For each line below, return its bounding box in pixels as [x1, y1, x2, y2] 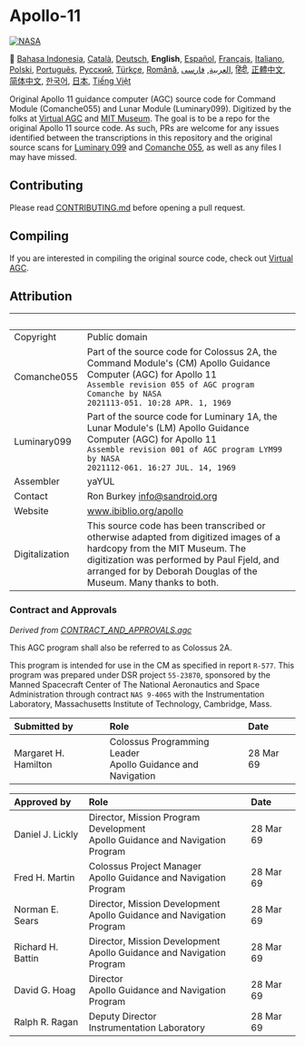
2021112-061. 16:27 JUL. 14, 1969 [86, 463, 236, 473]
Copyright [14, 331, 57, 344]
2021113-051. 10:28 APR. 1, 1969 [86, 397, 231, 408]
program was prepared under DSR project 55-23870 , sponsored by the [9, 669, 271, 680]
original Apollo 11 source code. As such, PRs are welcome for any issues [9, 122, 280, 133]
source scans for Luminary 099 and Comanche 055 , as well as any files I [9, 142, 281, 153]
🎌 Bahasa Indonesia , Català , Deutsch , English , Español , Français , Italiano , [9, 53, 285, 64]
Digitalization [14, 548, 70, 560]
